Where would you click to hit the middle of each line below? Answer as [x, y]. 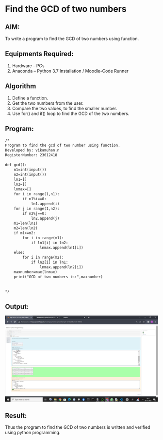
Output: [17, 306]
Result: [16, 415]
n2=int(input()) [30, 175]
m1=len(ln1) [26, 223]
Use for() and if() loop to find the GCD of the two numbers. [71, 114]
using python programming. [33, 433]
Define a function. [30, 98]
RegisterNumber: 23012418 [31, 155]
